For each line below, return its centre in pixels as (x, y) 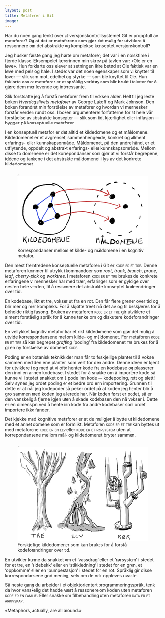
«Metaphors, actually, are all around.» (44, 610)
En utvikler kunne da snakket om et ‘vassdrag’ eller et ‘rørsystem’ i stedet (79, 559)
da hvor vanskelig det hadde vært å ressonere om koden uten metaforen (79, 590)
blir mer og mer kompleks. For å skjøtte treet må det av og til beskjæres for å (83, 307)
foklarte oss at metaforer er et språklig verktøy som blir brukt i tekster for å (81, 82)
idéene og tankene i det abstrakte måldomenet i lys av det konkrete (73, 159)
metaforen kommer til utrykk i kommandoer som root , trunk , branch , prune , (81, 271)
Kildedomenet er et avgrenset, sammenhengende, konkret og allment (75, 138)
